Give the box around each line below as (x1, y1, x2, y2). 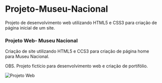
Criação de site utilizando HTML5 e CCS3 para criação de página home (5, 48, 149, 55)
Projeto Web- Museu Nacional (5, 37, 78, 44)
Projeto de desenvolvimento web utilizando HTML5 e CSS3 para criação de (5, 20, 158, 26)
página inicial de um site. (5, 25, 55, 30)
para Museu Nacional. (5, 54, 50, 59)
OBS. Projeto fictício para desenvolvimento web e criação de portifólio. (5, 63, 148, 69)
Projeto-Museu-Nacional (5, 3, 109, 15)
